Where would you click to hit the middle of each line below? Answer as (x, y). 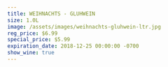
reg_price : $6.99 (33, 33)
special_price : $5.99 (39, 40)
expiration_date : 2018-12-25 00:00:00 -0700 (73, 46)
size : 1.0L (23, 20)
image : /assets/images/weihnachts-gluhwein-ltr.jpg (84, 27)
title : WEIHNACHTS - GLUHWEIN (51, 14)
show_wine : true (31, 53)
